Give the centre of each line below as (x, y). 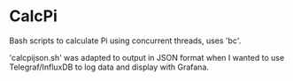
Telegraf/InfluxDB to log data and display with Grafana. (109, 67)
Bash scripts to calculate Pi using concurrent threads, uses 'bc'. (125, 40)
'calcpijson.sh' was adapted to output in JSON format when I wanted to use (147, 57)
